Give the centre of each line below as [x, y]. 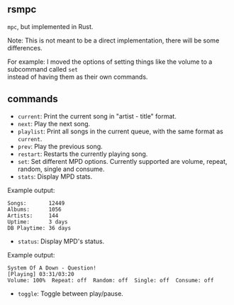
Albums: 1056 [34, 209]
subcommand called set [43, 69]
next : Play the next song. [54, 123]
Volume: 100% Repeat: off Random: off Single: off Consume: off [111, 280]
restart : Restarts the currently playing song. [83, 154]
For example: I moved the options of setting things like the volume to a [110, 62]
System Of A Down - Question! [52, 268]
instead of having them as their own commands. [78, 77]
